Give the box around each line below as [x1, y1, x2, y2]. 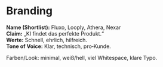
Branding [6, 4, 53, 18]
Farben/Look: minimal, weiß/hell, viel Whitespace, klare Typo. [6, 54, 158, 61]
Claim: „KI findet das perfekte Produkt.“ [6, 30, 104, 37]
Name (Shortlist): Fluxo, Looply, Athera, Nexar [6, 24, 121, 31]
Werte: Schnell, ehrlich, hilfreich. [6, 36, 88, 43]
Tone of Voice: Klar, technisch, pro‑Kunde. [6, 43, 112, 50]
